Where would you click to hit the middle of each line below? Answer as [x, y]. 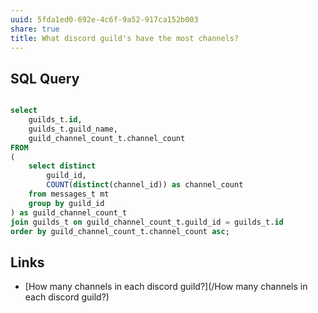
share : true [35, 29]
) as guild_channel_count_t [69, 212]
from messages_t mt [69, 194]
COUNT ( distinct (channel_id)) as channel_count [145, 185]
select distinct [62, 166]
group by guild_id [66, 203]
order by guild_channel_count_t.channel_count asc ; [120, 231]
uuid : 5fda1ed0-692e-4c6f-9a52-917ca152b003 [104, 19]
